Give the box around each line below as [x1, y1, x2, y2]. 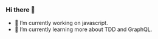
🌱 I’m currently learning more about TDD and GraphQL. [14, 26, 153, 33]
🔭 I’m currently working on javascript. [14, 19, 108, 27]
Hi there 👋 [5, 5, 36, 14]
